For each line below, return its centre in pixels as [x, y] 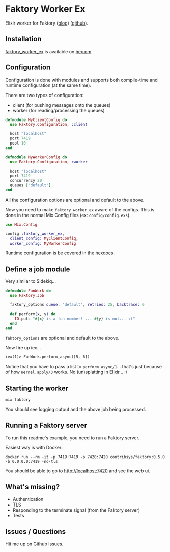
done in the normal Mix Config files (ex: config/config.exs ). [68, 215]
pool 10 [18, 143]
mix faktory [18, 400]
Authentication [28, 499]
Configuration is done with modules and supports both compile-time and [81, 80]
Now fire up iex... [23, 348]
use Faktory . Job [27, 296]
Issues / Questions [36, 532]
